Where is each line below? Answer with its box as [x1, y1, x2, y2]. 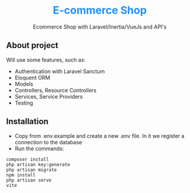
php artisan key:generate [6, 162, 70, 167]
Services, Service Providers [14, 93, 83, 100]
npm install [6, 172, 36, 178]
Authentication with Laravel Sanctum [14, 68, 105, 75]
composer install [6, 156, 49, 162]
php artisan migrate [6, 167, 58, 173]
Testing [14, 99, 34, 106]
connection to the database [14, 138, 83, 145]
